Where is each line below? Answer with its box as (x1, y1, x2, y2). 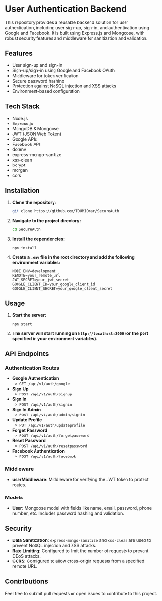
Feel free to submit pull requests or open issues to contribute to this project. (5, 590, 157, 596)
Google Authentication (12, 375, 59, 381)
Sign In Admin (12, 407, 41, 413)
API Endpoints (5, 350, 49, 358)
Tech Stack (5, 103, 40, 111)
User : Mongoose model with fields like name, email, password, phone (12, 505, 152, 511)
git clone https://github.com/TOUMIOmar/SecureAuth (12, 209, 119, 214)
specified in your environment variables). (12, 335, 98, 341)
